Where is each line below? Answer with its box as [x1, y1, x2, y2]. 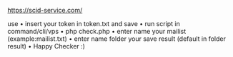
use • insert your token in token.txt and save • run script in [7, 20, 181, 27]
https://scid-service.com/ [7, 6, 83, 14]
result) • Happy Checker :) [7, 42, 86, 50]
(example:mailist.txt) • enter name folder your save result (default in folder [7, 34, 227, 43]
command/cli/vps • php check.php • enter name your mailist [7, 27, 187, 35]
